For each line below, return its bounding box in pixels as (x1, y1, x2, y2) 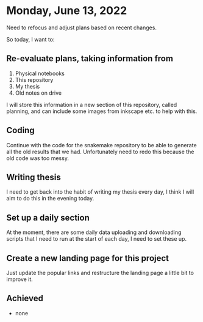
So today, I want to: (6, 35, 55, 43)
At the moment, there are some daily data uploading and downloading (6, 229, 182, 236)
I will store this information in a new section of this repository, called (6, 101, 177, 108)
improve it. (6, 276, 34, 283)
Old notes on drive (15, 89, 62, 97)
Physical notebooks (15, 70, 65, 77)
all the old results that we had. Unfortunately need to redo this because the (6, 148, 194, 155)
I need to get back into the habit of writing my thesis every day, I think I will (6, 188, 194, 196)
